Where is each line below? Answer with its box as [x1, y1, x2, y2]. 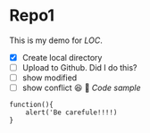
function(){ [9, 100, 54, 110]
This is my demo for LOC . [9, 35, 103, 46]
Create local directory [21, 52, 103, 62]
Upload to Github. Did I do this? [21, 62, 137, 72]
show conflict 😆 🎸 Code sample [21, 82, 141, 94]
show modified [21, 72, 78, 83]
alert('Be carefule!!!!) [25, 108, 118, 117]
